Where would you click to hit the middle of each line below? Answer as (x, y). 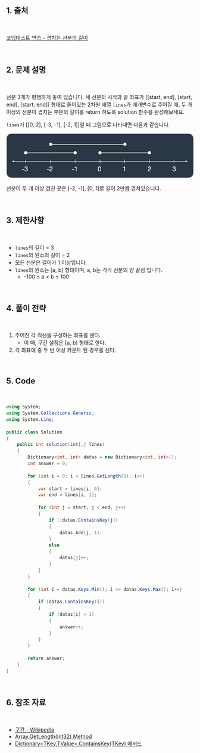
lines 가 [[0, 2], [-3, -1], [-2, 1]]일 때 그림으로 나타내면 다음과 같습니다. (88, 125)
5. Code (21, 381)
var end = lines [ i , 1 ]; (67, 495)
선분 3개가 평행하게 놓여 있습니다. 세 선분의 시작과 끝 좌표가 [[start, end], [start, (99, 97)
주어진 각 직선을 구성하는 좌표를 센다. (58, 335)
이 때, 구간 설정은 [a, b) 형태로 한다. (65, 343)
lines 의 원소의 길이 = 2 (42, 255)
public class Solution (34, 432)
